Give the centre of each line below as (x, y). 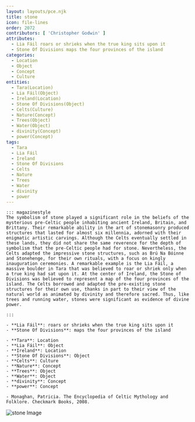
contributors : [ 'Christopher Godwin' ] (56, 33)
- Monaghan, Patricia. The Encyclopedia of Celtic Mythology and (87, 397)
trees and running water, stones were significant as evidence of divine (98, 300)
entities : (18, 83)
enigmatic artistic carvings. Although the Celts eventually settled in (96, 238)
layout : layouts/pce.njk (36, 11)
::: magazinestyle (28, 212)
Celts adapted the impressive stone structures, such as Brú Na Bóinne (95, 253)
